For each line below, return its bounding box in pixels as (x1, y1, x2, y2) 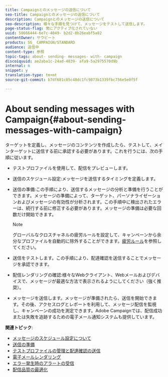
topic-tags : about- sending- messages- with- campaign (5, 54, 122, 59)
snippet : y (5, 68, 28, 73)
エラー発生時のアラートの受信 (12, 360, 74, 366)
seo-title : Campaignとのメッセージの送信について (5, 12, 100, 17)
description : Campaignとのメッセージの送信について (5, 17, 105, 22)
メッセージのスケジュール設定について (12, 335, 92, 341)
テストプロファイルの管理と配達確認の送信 (12, 347, 101, 353)
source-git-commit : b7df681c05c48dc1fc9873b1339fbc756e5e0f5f (5, 77, 138, 82)
